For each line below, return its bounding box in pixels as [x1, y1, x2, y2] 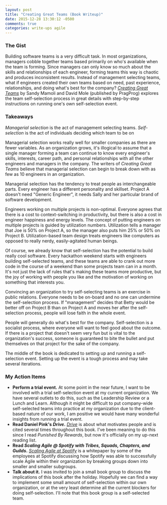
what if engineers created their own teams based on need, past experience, [5, 80, 161, 86]
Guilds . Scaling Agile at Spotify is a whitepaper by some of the [12, 448, 142, 454]
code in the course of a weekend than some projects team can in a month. [5, 263, 158, 269]
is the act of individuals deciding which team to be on [24, 130, 134, 136]
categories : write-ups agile [5, 26, 66, 31]
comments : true [5, 21, 37, 26]
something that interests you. [5, 279, 65, 285]
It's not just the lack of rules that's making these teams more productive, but [5, 269, 162, 275]
